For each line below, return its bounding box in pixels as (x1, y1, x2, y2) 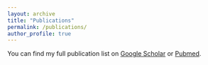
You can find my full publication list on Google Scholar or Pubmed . (7, 49, 202, 58)
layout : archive (7, 10, 55, 18)
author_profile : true (7, 30, 72, 37)
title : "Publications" (7, 17, 75, 24)
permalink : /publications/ (7, 23, 87, 30)
